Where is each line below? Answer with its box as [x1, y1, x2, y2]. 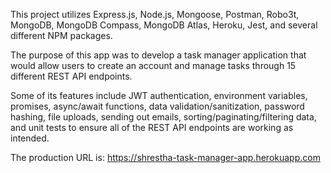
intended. [10, 132, 50, 144]
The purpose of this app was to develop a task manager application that [10, 49, 307, 61]
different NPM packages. [10, 30, 113, 41]
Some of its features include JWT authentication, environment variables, [10, 90, 308, 101]
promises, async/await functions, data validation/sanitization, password [10, 100, 305, 112]
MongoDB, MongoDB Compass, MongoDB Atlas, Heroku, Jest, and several [10, 19, 318, 31]
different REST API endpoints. [10, 70, 133, 82]
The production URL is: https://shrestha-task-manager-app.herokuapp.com [10, 152, 321, 163]
